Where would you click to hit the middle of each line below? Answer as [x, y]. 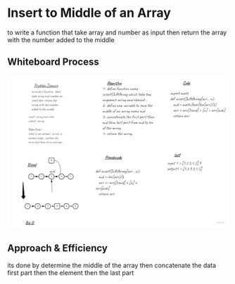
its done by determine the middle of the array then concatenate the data [112, 265]
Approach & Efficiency [57, 248]
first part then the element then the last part [71, 273]
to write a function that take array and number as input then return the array [117, 32]
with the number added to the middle [61, 39]
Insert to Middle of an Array [89, 13]
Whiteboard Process [53, 62]
